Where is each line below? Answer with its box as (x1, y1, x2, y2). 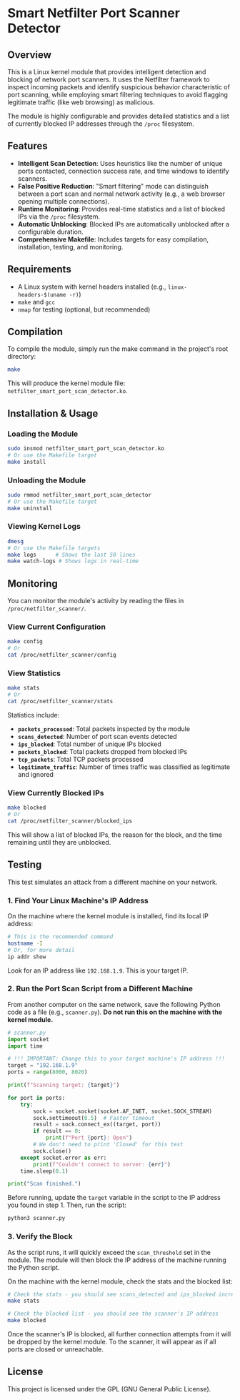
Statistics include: (7, 711, 60, 719)
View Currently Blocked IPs (7, 788, 104, 798)
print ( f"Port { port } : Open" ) (45, 1134, 133, 1141)
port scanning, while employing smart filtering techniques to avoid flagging (7, 91, 229, 99)
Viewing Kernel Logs (7, 522, 81, 532)
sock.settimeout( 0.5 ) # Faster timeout (33, 1114, 155, 1121)
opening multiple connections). (17, 197, 109, 205)
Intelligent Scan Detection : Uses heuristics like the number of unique (17, 159, 223, 167)
